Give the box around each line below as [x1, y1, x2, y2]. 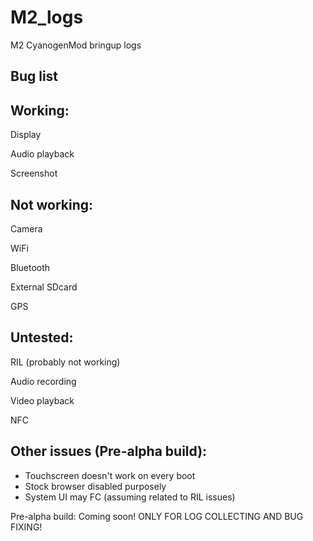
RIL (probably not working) [10, 356, 121, 368]
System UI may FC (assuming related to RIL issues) [24, 491, 236, 503]
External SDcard [10, 281, 78, 293]
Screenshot [10, 167, 58, 180]
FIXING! [10, 521, 43, 533]
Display [10, 129, 42, 141]
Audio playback [10, 148, 75, 160]
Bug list [10, 68, 59, 85]
